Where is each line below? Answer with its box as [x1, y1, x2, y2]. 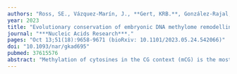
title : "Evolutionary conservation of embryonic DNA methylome [7, 23, 197, 30]
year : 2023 [7, 17, 39, 24]
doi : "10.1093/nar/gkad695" [7, 43, 90, 50]
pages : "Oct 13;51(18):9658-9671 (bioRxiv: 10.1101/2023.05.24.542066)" [7, 37, 226, 44]
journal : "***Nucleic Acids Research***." [7, 30, 134, 37]
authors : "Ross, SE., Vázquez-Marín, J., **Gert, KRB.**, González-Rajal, [7, 10, 232, 18]
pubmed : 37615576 [7, 50, 59, 57]
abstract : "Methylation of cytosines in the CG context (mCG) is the [7, 56, 217, 63]
